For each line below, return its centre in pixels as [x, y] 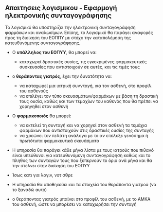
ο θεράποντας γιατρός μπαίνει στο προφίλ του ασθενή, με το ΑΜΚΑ [81, 199]
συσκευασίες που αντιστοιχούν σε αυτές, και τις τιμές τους [80, 67]
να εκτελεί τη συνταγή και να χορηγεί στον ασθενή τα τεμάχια [83, 125]
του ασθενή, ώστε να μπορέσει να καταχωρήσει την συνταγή [74, 204]
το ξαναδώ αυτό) [29, 190]
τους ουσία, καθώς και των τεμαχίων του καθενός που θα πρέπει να [89, 101]
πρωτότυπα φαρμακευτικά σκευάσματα [59, 141]
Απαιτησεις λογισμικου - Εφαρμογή [61, 8]
